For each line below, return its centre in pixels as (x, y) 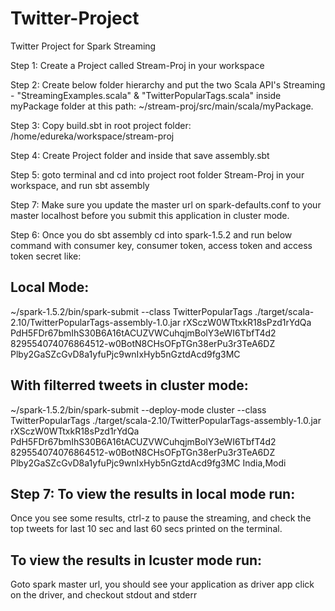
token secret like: (46, 256)
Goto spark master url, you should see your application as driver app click (162, 584)
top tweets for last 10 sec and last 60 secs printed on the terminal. (146, 529)
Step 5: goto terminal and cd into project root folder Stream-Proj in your (157, 174)
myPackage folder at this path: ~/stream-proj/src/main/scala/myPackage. (162, 106)
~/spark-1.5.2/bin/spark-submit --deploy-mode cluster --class (138, 409)
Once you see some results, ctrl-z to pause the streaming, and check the (161, 518)
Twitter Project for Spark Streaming (83, 46)
